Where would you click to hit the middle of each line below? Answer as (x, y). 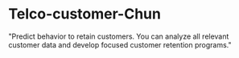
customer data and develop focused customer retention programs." (120, 44)
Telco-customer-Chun (84, 14)
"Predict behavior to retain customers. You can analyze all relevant (119, 36)
